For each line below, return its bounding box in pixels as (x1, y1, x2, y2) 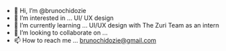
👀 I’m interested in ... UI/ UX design (13, 14, 114, 22)
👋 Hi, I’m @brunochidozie (13, 7, 87, 14)
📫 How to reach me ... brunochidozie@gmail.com (13, 37, 157, 44)
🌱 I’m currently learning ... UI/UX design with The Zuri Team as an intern (13, 21, 220, 29)
